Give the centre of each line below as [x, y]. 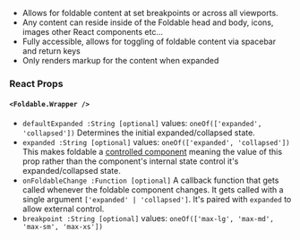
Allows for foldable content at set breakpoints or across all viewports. [150, 13]
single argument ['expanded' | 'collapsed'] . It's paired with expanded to [157, 200]
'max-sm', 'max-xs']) [62, 227]
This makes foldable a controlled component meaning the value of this [152, 152]
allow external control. [63, 209]
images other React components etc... [93, 32]
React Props [36, 83]
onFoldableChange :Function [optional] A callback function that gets [150, 180]
